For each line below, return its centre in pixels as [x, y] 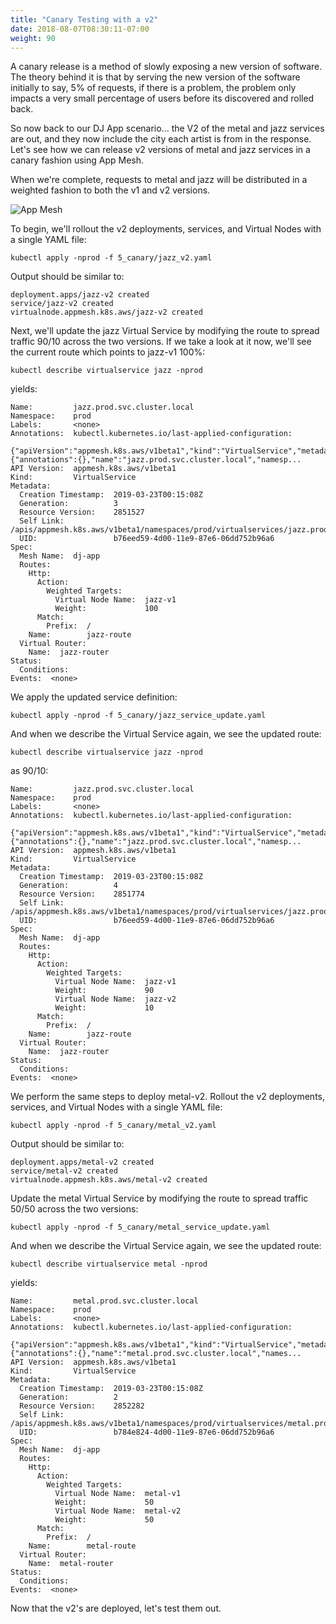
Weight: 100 [106, 609]
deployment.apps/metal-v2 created [82, 1162]
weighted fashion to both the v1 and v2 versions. [110, 190]
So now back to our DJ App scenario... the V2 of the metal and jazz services [167, 128]
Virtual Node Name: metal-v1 [118, 1494]
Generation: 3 [68, 504]
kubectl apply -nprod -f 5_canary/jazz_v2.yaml [111, 258]
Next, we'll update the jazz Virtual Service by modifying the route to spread [165, 331]
